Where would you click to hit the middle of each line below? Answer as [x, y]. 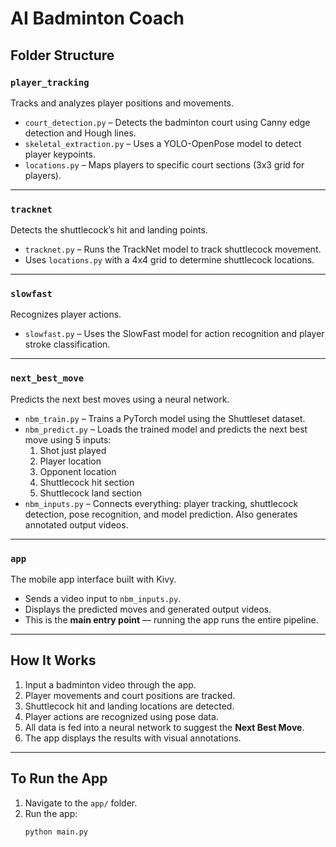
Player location [70, 461]
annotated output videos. [76, 524]
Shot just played [73, 450]
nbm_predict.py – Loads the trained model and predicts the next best [166, 429]
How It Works [53, 660]
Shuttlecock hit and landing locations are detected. [129, 706]
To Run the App [59, 778]
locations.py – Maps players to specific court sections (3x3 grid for [164, 164]
